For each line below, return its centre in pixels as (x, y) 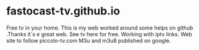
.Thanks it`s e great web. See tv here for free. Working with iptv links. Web (99, 34)
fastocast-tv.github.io (63, 11)
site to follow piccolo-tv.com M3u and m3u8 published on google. (89, 40)
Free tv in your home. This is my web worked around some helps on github (100, 28)
